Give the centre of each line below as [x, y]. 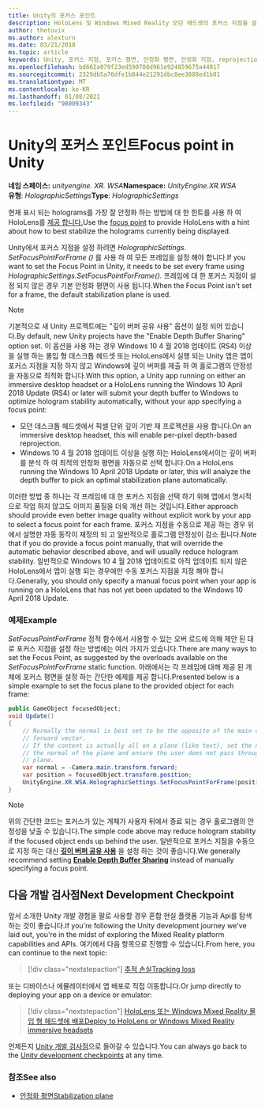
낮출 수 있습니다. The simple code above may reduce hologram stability [142, 831]
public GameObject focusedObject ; [65, 709]
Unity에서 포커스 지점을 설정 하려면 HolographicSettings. [97, 248]
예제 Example [33, 620]
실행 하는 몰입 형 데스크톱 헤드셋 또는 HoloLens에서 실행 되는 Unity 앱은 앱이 [135, 356]
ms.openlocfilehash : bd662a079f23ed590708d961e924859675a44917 [114, 67]
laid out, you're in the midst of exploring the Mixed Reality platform [116, 934]
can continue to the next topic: [58, 952]
